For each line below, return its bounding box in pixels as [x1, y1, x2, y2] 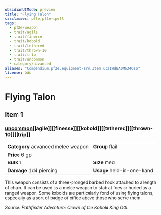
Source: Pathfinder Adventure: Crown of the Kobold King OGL [5, 204, 129, 210]
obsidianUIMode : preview [5, 7, 55, 12]
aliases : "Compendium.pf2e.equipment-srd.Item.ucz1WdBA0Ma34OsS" [5, 66, 140, 71]
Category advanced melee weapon [7, 143, 89, 150]
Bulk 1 [7, 159, 23, 166]
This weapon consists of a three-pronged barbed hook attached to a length [5, 179, 157, 185]
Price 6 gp [7, 151, 32, 158]
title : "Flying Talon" [5, 12, 51, 17]
